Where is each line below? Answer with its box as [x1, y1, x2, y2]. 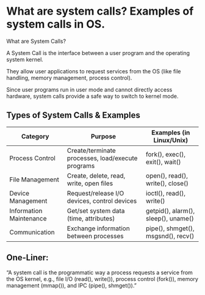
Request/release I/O [67, 189, 124, 197]
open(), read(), [145, 171, 188, 180]
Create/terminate [67, 146, 116, 155]
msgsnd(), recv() [145, 231, 195, 240]
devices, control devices [67, 197, 137, 205]
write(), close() [145, 179, 189, 188]
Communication [9, 228, 55, 236]
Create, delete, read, [67, 171, 126, 180]
